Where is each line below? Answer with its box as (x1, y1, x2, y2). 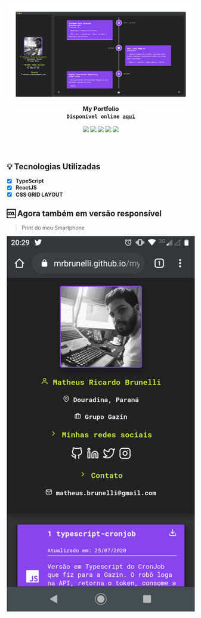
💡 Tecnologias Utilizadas (7, 162, 101, 172)
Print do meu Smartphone (21, 224, 85, 231)
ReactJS (15, 184, 38, 191)
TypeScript (15, 178, 44, 185)
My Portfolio (82, 105, 119, 113)
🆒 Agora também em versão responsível (7, 208, 162, 219)
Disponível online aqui (66, 113, 136, 120)
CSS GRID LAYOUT (15, 191, 63, 198)
